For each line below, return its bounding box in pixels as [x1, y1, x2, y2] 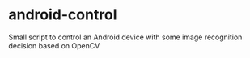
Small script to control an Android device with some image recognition [8, 32, 243, 42]
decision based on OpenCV [8, 40, 100, 50]
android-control [8, 6, 117, 24]
